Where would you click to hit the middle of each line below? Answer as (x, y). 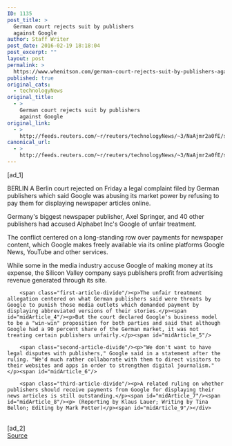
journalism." (196, 365)
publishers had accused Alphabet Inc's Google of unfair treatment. (102, 224)
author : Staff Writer (38, 39)
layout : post (26, 59)
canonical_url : (29, 143)
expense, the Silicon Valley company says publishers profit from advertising (115, 273)
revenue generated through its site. (57, 280)
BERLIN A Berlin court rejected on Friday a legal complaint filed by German (113, 188)
